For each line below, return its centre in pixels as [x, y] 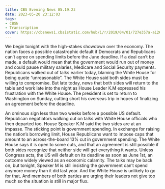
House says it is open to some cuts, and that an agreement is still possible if [82, 145]
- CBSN [12, 23]
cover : [12, 32]
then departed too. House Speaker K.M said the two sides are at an [73, 124]
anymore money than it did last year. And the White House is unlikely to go [80, 171]
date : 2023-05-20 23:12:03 [33, 14]
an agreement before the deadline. [40, 104]
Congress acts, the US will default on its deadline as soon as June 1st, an [79, 155]
